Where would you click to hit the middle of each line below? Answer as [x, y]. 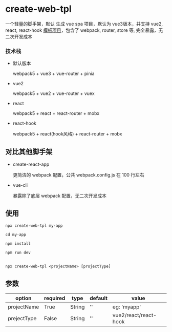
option [23, 298]
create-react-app [31, 164]
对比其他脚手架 [29, 152]
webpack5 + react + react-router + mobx [56, 113]
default [99, 298]
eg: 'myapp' [127, 307]
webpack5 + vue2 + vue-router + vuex [53, 93]
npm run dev [18, 252]
